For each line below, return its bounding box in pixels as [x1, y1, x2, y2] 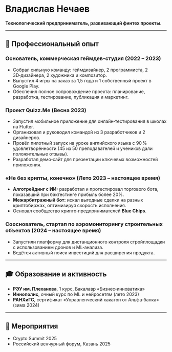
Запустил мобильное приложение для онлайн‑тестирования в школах [12, 118, 167, 124]
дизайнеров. [12, 134, 41, 141]
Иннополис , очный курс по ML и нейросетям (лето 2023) [12, 291, 139, 297]
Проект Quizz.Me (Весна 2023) [5, 106, 87, 114]
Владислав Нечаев [5, 3, 90, 15]
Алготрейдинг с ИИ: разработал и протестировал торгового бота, [12, 186, 159, 192]
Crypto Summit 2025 [12, 336, 57, 342]
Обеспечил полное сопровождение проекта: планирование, [12, 88, 145, 95]
